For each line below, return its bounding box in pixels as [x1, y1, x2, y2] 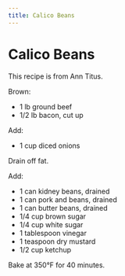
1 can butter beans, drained [19, 203, 108, 212]
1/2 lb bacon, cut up [19, 110, 84, 120]
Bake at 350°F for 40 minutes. [8, 260, 105, 270]
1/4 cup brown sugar [19, 212, 87, 221]
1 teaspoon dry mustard [19, 237, 96, 246]
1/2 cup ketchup [19, 245, 72, 254]
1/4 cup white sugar [19, 219, 84, 229]
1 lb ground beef [19, 101, 73, 111]
